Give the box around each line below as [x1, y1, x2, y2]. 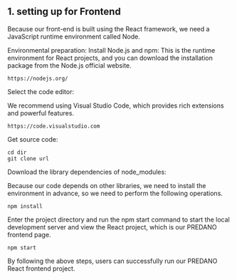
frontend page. [7, 230, 51, 239]
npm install [7, 202, 43, 209]
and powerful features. [7, 108, 75, 117]
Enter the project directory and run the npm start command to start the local [7, 215, 230, 224]
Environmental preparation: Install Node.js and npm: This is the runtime [7, 46, 216, 54]
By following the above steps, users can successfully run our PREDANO [7, 256, 218, 265]
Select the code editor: [7, 87, 75, 95]
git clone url [7, 155, 50, 162]
